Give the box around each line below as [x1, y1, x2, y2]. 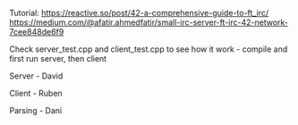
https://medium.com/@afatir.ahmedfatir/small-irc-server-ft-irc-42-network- [9, 17, 289, 28]
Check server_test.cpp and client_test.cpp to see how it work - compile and [9, 44, 288, 54]
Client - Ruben [9, 88, 63, 98]
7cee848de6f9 [9, 27, 64, 37]
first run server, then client [9, 54, 107, 63]
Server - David [9, 71, 64, 81]
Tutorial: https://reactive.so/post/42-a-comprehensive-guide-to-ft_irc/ [9, 8, 269, 18]
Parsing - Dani [9, 105, 63, 115]
